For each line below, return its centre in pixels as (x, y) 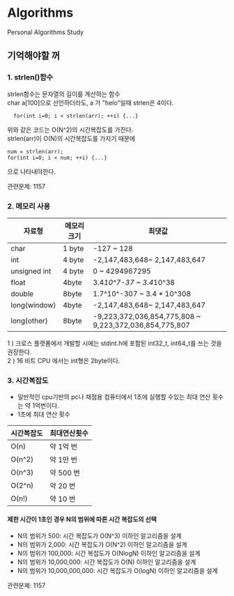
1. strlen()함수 (30, 77)
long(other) (29, 321)
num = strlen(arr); (36, 151)
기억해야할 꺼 (34, 56)
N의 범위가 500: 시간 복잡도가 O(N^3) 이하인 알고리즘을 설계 (100, 536)
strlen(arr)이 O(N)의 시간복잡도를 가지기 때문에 (71, 138)
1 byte (73, 248)
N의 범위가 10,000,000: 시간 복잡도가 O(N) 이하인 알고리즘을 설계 (107, 562)
